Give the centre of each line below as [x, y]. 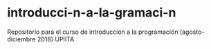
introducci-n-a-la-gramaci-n [92, 13]
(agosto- [192, 32]
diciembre [21, 39]
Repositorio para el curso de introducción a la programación [93, 32]
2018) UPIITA [56, 39]
